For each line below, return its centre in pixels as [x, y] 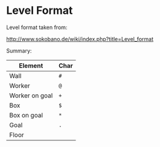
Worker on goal [31, 96]
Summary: [19, 51]
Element [31, 65]
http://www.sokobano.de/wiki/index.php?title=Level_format [80, 39]
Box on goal [26, 115]
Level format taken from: [37, 27]
